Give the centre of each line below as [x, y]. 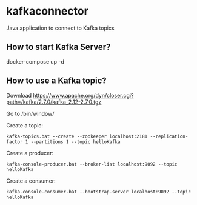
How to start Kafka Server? [58, 47]
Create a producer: [30, 153]
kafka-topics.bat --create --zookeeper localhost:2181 [77, 136]
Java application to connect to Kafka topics [60, 28]
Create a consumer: [31, 181]
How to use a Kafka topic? [57, 81]
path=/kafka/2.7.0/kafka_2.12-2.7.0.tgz [54, 102]
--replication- [169, 136]
